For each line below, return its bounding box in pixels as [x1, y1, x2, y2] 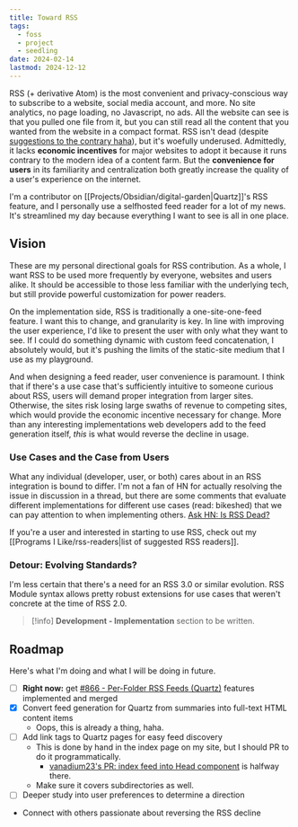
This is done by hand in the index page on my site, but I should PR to [35, 742, 290, 752]
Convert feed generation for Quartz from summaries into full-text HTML [22, 702, 287, 714]
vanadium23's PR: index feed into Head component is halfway [48, 761, 280, 772]
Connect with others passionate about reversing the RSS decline [22, 807, 262, 818]
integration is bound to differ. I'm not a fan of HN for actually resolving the [9, 480, 283, 491]
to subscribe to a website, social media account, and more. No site [9, 97, 256, 108]
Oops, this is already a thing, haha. [35, 722, 164, 733]
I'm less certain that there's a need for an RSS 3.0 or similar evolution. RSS [9, 579, 285, 590]
